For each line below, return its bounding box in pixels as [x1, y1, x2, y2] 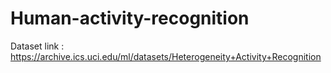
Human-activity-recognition [10, 7, 250, 30]
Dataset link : [10, 40, 65, 52]
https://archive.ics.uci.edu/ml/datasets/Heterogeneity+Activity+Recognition [10, 50, 322, 62]
